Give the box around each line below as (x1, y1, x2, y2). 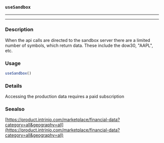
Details (5, 82, 22, 89)
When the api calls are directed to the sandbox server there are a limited (5, 37, 150, 43)
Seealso (5, 105, 25, 112)
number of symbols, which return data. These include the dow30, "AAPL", (5, 42, 153, 48)
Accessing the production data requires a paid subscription (5, 94, 124, 100)
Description (5, 26, 34, 33)
